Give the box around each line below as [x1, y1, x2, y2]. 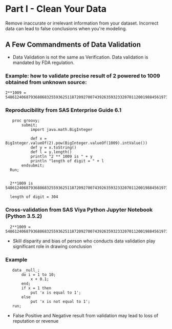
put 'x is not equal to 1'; [30, 299, 91, 304]
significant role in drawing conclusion [12, 243, 92, 249]
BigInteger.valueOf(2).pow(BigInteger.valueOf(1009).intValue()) [5, 140, 147, 146]
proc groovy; [12, 118, 40, 124]
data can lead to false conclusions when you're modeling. [5, 25, 127, 31]
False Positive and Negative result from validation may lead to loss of [12, 312, 159, 318]
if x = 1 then [21, 285, 52, 291]
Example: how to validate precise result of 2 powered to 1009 [5, 72, 160, 79]
